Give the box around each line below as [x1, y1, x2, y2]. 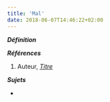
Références [7, 49, 42, 57]
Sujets [7, 75, 26, 83]
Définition [7, 35, 37, 43]
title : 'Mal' [7, 10, 45, 17]
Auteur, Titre [17, 62, 53, 70]
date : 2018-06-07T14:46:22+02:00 [7, 17, 104, 23]
